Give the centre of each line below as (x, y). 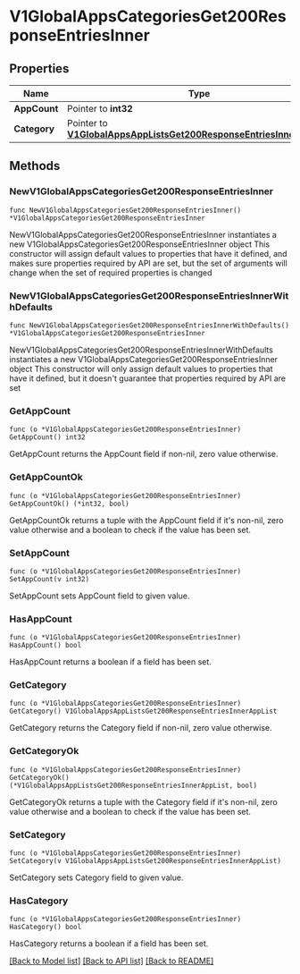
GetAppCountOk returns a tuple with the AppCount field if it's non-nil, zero (146, 520)
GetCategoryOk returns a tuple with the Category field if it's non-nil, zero (144, 801)
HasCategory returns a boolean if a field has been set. (109, 944)
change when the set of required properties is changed (111, 272)
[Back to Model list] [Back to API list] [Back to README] (112, 961)
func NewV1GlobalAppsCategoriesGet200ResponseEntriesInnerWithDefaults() (150, 325)
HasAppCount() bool (46, 646)
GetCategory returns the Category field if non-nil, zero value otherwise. (141, 728)
